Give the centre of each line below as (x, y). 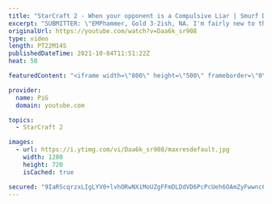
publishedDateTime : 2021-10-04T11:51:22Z (79, 53)
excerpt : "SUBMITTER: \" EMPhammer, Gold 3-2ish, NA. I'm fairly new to (132, 23)
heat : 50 (23, 62)
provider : (25, 90)
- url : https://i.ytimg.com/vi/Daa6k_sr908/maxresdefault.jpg (123, 150)
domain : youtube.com (50, 105)
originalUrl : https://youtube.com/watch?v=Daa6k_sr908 (103, 31)
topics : (21, 120)
